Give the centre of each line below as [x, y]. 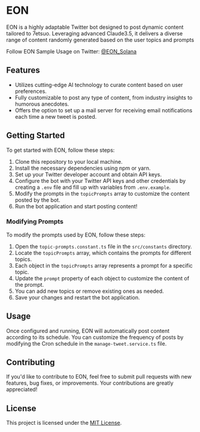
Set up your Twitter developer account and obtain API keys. [88, 174]
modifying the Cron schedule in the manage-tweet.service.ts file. [87, 343]
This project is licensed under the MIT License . [64, 423]
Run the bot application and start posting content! [76, 206]
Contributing [31, 363]
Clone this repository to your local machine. [69, 161]
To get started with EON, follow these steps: [60, 150]
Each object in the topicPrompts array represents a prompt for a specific [104, 265]
